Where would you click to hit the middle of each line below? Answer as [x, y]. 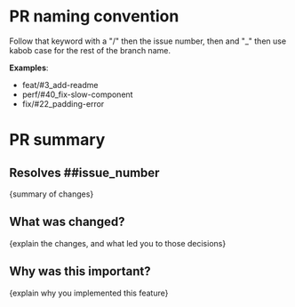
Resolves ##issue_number [84, 172]
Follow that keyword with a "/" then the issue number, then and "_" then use [148, 41]
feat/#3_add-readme [60, 85]
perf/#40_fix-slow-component [77, 94]
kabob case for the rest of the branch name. [90, 50]
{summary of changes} [52, 194]
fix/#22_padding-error [63, 103]
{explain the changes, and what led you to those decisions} [118, 243]
